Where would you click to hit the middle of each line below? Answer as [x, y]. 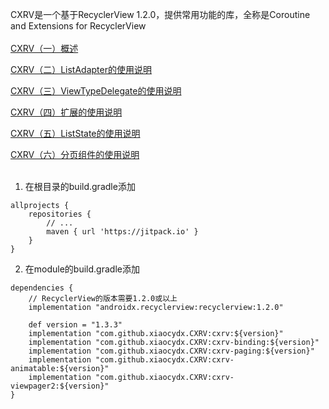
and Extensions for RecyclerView [78, 26]
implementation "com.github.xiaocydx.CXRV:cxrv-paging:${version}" [171, 351]
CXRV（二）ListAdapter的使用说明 [81, 69]
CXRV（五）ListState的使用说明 [75, 133]
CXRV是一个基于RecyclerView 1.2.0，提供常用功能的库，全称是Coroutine [160, 14]
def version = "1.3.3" [75, 325]
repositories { [60, 214]
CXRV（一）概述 [44, 48]
